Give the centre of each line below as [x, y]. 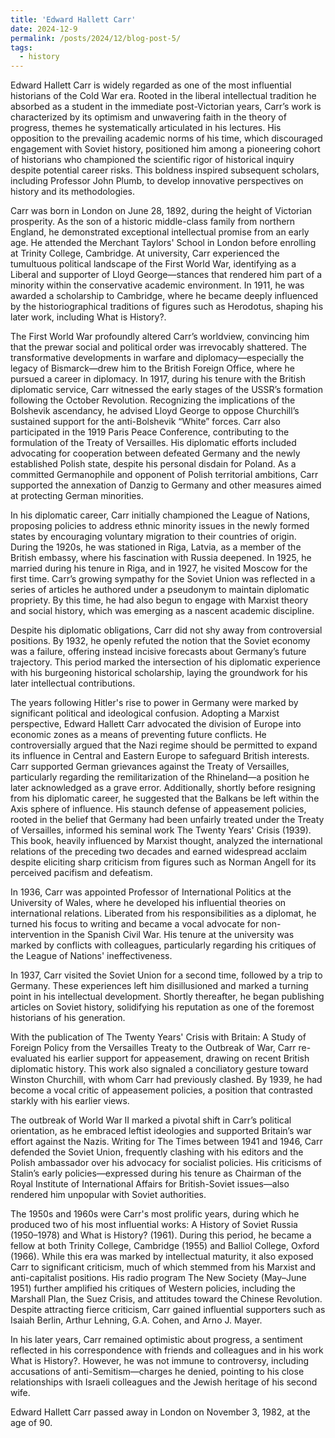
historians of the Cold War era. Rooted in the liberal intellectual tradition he [163, 96]
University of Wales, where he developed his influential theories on [148, 903]
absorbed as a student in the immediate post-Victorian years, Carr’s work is [166, 107]
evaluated [31, 1058]
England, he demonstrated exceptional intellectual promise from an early [160, 232]
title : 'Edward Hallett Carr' [73, 19]
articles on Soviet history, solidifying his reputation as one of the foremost [162, 1007]
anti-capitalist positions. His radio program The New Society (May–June [158, 1278]
